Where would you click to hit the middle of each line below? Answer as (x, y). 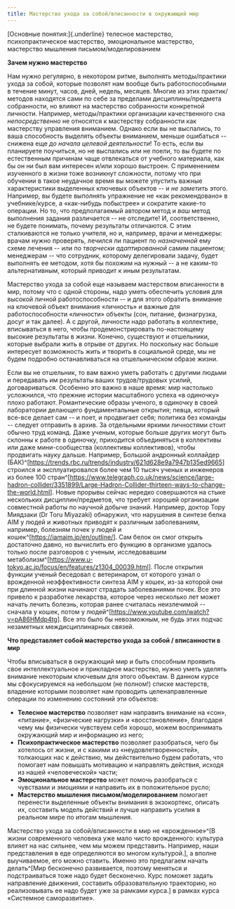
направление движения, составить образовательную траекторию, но (112, 883)
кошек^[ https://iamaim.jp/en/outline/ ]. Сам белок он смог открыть (105, 537)
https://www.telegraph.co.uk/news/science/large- (142, 477)
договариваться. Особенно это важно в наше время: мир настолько (110, 387)
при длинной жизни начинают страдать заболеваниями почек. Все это (114, 589)
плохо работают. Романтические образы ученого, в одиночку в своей (113, 402)
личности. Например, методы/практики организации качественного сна (116, 113)
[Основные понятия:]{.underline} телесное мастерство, (90, 34)
